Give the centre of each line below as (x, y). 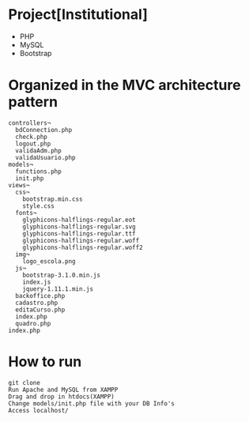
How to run (45, 362)
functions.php (38, 171)
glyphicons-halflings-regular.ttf (79, 234)
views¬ (19, 185)
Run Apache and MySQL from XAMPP (63, 390)
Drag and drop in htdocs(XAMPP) (61, 397)
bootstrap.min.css (53, 199)
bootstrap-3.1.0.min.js (62, 275)
